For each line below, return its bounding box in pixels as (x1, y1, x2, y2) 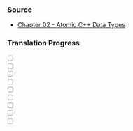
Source (7, 5, 33, 15)
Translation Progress (7, 38, 80, 48)
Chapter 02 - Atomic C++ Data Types (17, 21, 126, 29)
